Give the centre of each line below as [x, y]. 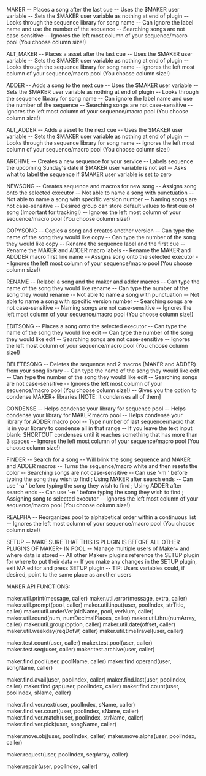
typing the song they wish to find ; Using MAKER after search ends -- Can [100, 479]
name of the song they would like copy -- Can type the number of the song [101, 237]
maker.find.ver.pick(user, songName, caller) [62, 724]
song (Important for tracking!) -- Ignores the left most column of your [93, 212]
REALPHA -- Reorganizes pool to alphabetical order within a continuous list [101, 517]
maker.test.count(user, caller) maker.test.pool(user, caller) [79, 643]
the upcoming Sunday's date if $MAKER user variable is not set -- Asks [97, 168]
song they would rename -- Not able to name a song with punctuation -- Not [103, 295]
